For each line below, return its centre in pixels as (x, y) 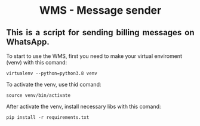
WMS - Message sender (100, 10)
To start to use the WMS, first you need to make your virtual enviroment (94, 56)
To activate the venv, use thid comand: (54, 84)
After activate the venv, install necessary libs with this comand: (84, 106)
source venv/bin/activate (38, 96)
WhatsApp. (28, 42)
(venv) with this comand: (37, 62)
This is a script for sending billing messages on (100, 33)
